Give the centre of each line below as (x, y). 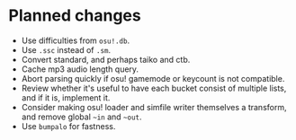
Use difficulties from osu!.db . (76, 40)
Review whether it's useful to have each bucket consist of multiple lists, (154, 88)
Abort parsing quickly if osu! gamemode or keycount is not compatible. (153, 78)
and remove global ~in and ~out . (81, 117)
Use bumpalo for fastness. (68, 126)
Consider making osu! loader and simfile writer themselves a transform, (154, 107)
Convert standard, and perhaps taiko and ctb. (106, 59)
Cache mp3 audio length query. (80, 69)
